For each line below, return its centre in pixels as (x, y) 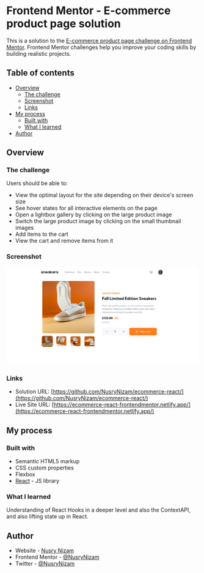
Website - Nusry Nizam (45, 551)
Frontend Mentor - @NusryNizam (57, 557)
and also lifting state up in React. (47, 517)
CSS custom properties (45, 468)
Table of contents (40, 73)
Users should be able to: (37, 183)
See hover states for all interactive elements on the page (86, 208)
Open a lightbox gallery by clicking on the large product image (93, 214)
